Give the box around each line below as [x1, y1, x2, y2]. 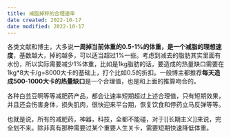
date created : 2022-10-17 [7, 17, 81, 23]
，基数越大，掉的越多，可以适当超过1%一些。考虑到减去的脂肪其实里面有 [13, 51, 221, 59]
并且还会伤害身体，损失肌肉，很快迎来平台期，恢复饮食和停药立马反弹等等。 [7, 101, 225, 109]
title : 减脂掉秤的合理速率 [7, 10, 76, 17]
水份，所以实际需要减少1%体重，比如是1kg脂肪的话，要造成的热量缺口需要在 [7, 60, 225, 68]
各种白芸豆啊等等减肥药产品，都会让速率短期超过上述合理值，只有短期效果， [7, 92, 225, 100]
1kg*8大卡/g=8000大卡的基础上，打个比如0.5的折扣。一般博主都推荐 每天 [7, 68, 214, 77]
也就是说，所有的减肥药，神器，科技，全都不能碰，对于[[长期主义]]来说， [7, 115, 216, 124]
